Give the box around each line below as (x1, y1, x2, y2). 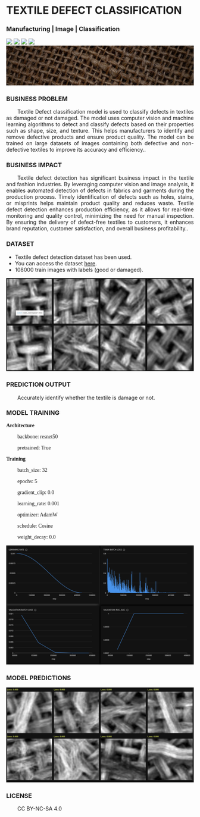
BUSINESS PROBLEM (6, 95, 68, 103)
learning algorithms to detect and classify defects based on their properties (6, 121, 194, 128)
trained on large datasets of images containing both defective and (6, 140, 180, 147)
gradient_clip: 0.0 (17, 489, 55, 496)
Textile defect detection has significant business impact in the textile (17, 174, 194, 181)
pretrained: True (17, 445, 51, 451)
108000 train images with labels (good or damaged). (14, 266, 144, 273)
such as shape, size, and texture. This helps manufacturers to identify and (6, 127, 194, 134)
